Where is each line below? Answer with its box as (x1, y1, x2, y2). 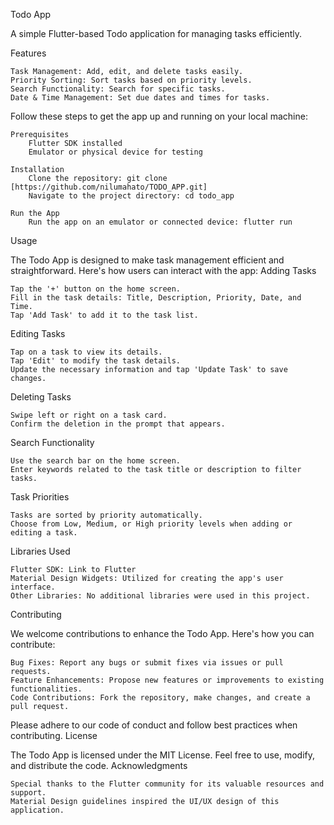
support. (10, 788, 47, 798)
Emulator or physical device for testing (28, 147, 203, 157)
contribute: (10, 639, 56, 650)
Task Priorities (10, 491, 70, 503)
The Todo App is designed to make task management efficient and (10, 254, 285, 266)
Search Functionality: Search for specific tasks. (10, 84, 226, 94)
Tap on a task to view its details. (10, 347, 163, 357)
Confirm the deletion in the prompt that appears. (10, 419, 226, 429)
